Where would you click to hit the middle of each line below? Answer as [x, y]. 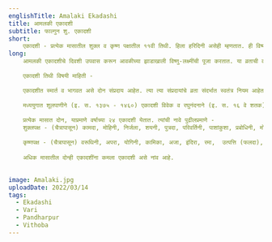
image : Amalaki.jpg [41, 179]
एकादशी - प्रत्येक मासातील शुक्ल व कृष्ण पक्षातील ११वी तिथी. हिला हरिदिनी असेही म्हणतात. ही [138, 46]
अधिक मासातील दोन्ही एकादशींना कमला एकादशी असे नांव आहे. [99, 158]
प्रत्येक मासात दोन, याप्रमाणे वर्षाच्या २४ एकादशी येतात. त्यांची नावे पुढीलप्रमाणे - [119, 120]
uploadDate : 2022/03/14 [49, 188]
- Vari [27, 210]
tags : [17, 195]
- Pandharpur [38, 218]
